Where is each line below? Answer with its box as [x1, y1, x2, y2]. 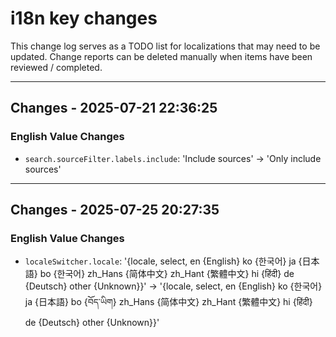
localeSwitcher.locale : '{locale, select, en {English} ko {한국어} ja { [24, 255, 303, 267]
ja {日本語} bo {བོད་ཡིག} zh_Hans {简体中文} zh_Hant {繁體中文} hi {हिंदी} [24, 296, 313, 308]
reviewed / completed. [10, 61, 103, 73]
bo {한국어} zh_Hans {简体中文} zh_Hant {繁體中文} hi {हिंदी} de [39, 268, 295, 280]
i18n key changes [10, 7, 158, 30]
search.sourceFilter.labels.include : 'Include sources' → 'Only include [24, 152, 322, 164]
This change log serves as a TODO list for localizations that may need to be [10, 40, 321, 52]
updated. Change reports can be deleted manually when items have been [10, 50, 313, 62]
